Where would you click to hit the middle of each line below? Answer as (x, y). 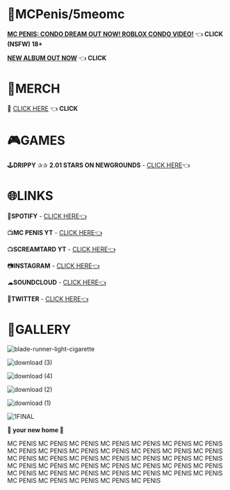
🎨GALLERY (39, 329)
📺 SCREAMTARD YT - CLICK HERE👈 (61, 249)
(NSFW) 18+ (25, 44)
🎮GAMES (36, 140)
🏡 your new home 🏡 (35, 430)
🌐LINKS (30, 196)
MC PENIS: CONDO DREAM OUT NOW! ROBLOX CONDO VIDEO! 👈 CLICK (115, 33)
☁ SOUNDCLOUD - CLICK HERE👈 (57, 282)
